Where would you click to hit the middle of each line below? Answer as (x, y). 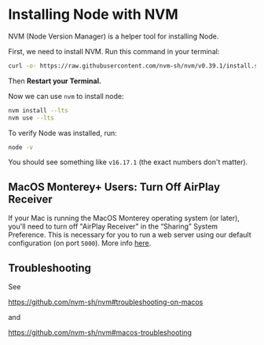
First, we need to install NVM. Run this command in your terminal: (114, 51)
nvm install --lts (38, 110)
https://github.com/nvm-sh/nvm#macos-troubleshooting (100, 332)
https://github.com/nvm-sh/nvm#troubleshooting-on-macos (106, 302)
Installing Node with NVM (93, 15)
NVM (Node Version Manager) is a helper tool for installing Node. (114, 36)
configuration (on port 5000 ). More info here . (80, 243)
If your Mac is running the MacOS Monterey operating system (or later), (124, 218)
